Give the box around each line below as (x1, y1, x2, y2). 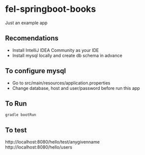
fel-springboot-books (5, 3, 96, 15)
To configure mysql (5, 67, 66, 75)
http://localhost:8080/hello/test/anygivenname (5, 139, 100, 145)
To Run (5, 99, 27, 108)
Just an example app (5, 20, 48, 26)
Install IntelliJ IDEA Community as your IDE (12, 47, 99, 53)
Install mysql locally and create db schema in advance (12, 52, 122, 58)
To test (5, 126, 27, 134)
